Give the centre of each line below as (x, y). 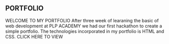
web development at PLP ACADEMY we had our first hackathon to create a (84, 26)
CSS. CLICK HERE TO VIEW (34, 36)
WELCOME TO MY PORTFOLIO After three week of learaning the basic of (82, 20)
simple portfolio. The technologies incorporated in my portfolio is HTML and (85, 31)
